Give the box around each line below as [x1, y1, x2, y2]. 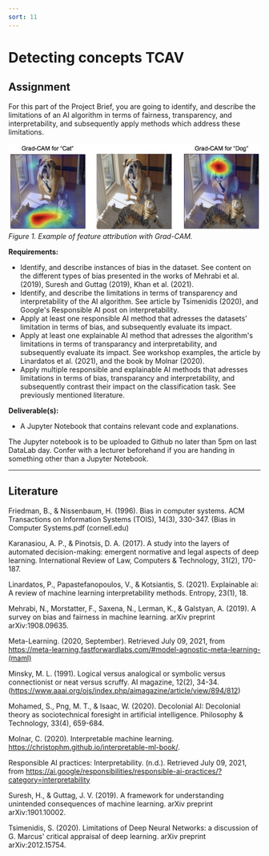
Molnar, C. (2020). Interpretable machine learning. [8, 733, 175, 743]
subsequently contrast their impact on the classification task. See [19, 382, 236, 391]
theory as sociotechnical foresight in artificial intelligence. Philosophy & [8, 709, 244, 719]
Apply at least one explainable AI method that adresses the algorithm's [19, 330, 254, 340]
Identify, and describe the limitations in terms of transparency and [19, 288, 238, 297]
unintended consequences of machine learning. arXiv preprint [8, 798, 214, 809]
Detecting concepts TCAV [8, 48, 185, 67]
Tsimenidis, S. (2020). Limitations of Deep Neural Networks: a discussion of [8, 822, 259, 833]
